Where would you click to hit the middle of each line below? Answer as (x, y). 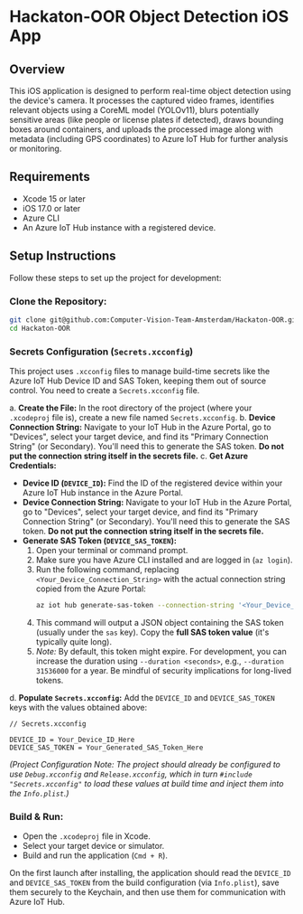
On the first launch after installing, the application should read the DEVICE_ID (150, 873)
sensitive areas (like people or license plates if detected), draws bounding (147, 120)
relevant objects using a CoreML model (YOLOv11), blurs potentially (134, 110)
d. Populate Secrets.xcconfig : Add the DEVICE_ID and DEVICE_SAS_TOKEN (142, 697)
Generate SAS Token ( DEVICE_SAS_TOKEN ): (100, 541)
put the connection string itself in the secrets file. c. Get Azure (129, 456)
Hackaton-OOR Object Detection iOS (149, 17)
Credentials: (33, 465)
